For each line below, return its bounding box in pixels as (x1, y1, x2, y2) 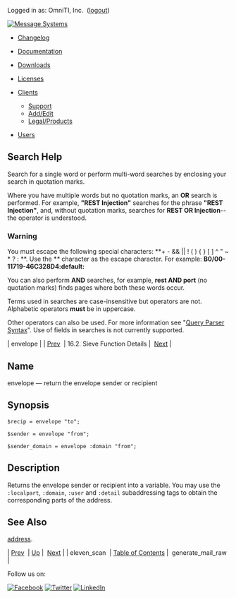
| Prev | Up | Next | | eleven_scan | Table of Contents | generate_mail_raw (7, 549, 227, 557)
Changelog (17, 33, 50, 42)
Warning (7, 231, 37, 241)
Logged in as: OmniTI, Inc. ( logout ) (7, 6, 111, 14)
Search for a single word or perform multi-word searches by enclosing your (7, 170, 227, 178)
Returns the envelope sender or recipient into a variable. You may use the (7, 481, 221, 489)
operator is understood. (18, 213, 87, 222)
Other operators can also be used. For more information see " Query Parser (7, 318, 225, 327)
